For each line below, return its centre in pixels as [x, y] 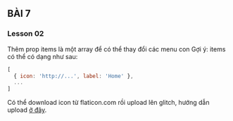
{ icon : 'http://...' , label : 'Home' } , [74, 76]
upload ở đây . [27, 110]
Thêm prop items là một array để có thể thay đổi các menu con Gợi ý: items [116, 49]
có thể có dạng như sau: [43, 56]
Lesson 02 [26, 34]
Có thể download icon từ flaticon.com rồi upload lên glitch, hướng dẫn [108, 103]
